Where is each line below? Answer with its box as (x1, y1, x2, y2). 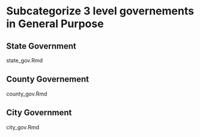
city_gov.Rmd (6, 123, 40, 130)
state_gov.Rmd (6, 57, 43, 64)
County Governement (6, 74, 89, 85)
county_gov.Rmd (6, 90, 47, 97)
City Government (6, 108, 72, 118)
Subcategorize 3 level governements (6, 4, 194, 18)
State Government (6, 41, 76, 51)
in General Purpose (6, 17, 104, 31)
